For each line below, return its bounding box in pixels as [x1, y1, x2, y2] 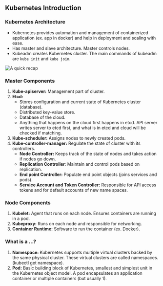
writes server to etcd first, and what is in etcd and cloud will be [19, 125, 146, 131]
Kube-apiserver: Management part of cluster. [12, 88, 105, 94]
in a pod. [12, 216, 30, 221]
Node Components [5, 199, 51, 206]
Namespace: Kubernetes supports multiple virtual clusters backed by [12, 249, 153, 255]
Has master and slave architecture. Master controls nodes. [12, 45, 130, 51]
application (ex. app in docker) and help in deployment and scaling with [12, 35, 156, 41]
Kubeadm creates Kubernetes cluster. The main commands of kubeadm [12, 50, 157, 56]
